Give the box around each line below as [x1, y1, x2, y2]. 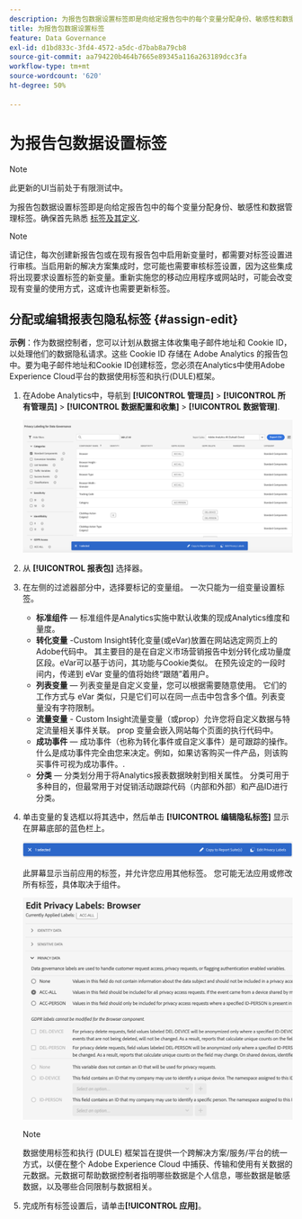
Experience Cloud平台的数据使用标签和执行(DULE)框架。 [9, 371, 220, 382]
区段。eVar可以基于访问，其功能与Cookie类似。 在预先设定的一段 [35, 657, 279, 668]
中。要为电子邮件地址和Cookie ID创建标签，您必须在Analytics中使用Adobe [9, 360, 286, 371]
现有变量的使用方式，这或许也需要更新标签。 [9, 283, 175, 293]
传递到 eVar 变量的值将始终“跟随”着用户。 [59, 668, 214, 679]
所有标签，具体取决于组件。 [22, 879, 126, 889]
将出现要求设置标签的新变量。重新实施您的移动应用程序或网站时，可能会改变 [9, 271, 293, 283]
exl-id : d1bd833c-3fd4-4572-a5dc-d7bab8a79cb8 [9, 43, 187, 52]
